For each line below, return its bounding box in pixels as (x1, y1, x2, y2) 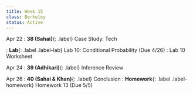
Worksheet (6, 53, 33, 60)
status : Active (6, 19, 43, 25)
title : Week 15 (6, 8, 43, 15)
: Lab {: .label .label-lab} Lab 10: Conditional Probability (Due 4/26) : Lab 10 (6, 47, 186, 54)
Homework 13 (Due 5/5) (35, 82, 93, 89)
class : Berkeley (6, 14, 46, 20)
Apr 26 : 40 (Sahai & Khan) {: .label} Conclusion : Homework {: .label (6, 75, 171, 82)
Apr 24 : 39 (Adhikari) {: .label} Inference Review (6, 64, 124, 71)
